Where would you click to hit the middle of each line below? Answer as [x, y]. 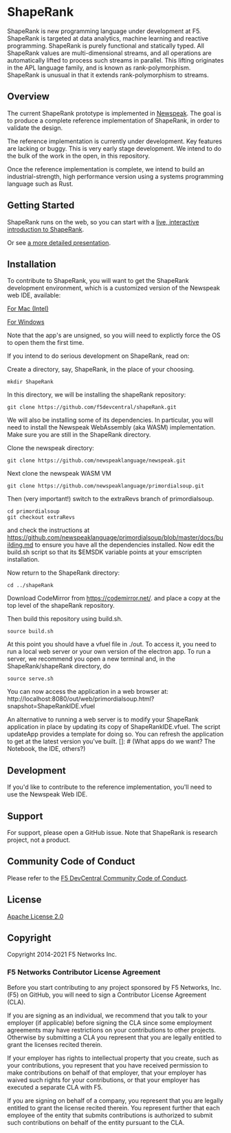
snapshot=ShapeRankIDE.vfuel [51, 706]
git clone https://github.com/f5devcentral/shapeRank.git [92, 407]
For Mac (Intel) [28, 309]
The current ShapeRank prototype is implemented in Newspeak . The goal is [114, 113]
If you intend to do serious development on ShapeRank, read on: [98, 356]
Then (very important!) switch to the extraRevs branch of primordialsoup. [111, 499]
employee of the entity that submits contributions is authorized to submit [110, 1115]
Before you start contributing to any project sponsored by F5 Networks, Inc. [114, 987]
